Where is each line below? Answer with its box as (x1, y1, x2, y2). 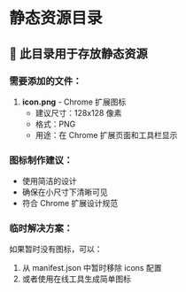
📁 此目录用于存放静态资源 (9, 46, 148, 61)
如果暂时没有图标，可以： (9, 244, 103, 255)
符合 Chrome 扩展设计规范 (21, 198, 119, 209)
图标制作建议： (9, 154, 74, 166)
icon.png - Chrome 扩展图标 (21, 96, 127, 107)
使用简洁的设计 (21, 176, 77, 187)
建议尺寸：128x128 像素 (35, 107, 122, 118)
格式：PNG (35, 119, 76, 129)
